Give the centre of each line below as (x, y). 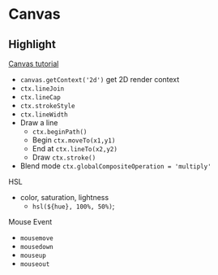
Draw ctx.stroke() (64, 157)
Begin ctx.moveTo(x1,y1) (74, 140)
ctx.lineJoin (42, 89)
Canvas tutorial (34, 63)
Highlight (32, 44)
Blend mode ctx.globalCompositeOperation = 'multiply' (116, 166)
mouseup (33, 255)
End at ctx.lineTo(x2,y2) (75, 148)
